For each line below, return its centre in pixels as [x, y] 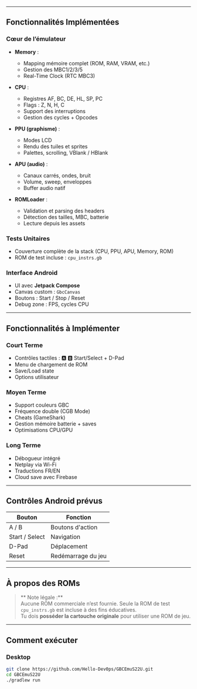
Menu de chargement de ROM [51, 364]
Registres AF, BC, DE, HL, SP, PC [63, 98]
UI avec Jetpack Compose [47, 285]
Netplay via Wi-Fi [35, 464]
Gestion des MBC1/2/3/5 [53, 69]
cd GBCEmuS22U [23, 674]
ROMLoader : [31, 199]
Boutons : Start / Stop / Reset [50, 298]
